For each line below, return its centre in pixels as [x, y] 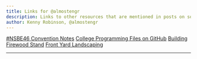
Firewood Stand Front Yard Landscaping [55, 45]
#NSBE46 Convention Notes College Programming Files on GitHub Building [97, 39]
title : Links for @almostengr [43, 11]
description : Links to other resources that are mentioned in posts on [95, 17]
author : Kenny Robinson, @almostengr [52, 22]
